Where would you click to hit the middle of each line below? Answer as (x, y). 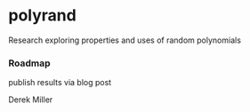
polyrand (42, 16)
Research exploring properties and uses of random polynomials (125, 40)
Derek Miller (31, 100)
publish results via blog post (60, 83)
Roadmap (29, 63)
